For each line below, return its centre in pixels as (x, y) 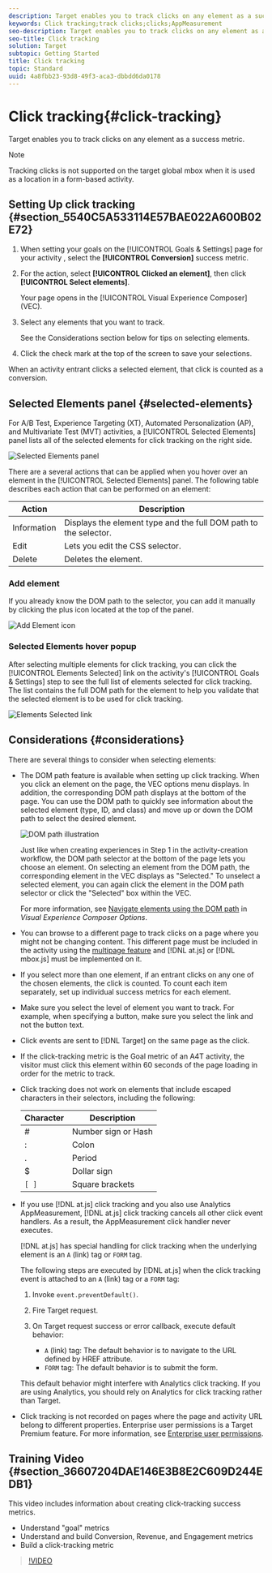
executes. (36, 1230)
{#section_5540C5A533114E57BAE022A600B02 (135, 217)
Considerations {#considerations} (96, 740)
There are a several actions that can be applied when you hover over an (128, 472)
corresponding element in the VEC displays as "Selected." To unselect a (140, 875)
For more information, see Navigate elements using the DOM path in (134, 909)
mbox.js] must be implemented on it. (81, 959)
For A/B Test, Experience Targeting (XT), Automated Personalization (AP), (131, 423)
